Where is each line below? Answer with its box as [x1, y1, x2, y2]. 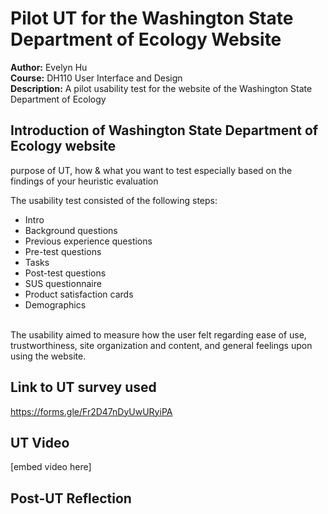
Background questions [24, 224, 118, 236]
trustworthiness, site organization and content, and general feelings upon [10, 339, 313, 351]
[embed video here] [10, 461, 92, 473]
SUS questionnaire [24, 277, 102, 289]
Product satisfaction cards [24, 288, 134, 300]
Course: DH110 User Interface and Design [10, 72, 183, 84]
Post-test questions [24, 267, 107, 279]
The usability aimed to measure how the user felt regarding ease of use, [10, 328, 307, 341]
